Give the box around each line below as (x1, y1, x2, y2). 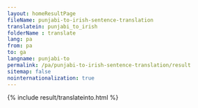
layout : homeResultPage (7, 10, 76, 17)
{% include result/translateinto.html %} (7, 93, 119, 102)
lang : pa (7, 36, 33, 43)
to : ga (7, 49, 26, 56)
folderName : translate (7, 29, 76, 37)
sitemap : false (7, 68, 51, 75)
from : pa (7, 42, 33, 49)
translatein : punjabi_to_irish (7, 23, 98, 30)
